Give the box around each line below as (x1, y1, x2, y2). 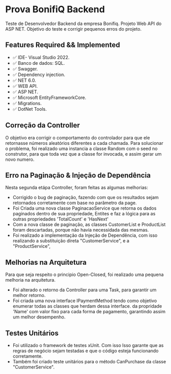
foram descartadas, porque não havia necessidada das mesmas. (12, 227, 149, 233)
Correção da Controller (5, 121, 80, 130)
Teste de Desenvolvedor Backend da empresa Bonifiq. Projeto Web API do (5, 20, 162, 27)
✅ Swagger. (12, 65, 38, 72)
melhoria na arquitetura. (5, 277, 56, 283)
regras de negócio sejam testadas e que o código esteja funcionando (12, 348, 159, 354)
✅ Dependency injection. (12, 71, 65, 78)
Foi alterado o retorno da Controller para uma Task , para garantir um (12, 287, 157, 293)
